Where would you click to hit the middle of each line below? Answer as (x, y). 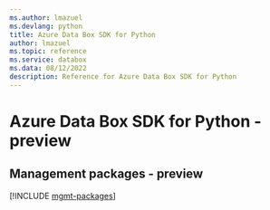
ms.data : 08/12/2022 (48, 69)
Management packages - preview (106, 174)
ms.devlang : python (46, 26)
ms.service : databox (48, 60)
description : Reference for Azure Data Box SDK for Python (123, 77)
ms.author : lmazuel (46, 18)
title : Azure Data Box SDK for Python (82, 34)
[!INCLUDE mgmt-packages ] (63, 196)
